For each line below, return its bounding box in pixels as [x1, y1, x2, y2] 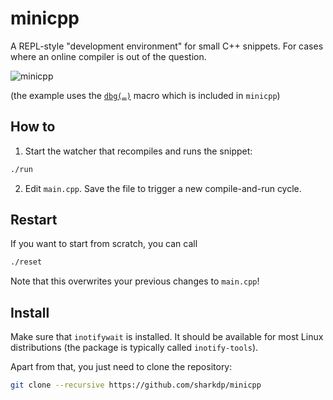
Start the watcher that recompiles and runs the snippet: [24, 145, 253, 157]
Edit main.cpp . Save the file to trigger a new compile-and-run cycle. [24, 182, 302, 194]
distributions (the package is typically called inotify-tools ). [10, 342, 259, 354]
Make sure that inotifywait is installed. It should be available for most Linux [10, 331, 324, 343]
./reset [10, 257, 43, 267]
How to [10, 118, 56, 136]
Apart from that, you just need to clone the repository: [10, 361, 233, 373]
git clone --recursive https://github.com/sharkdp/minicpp [10, 380, 262, 391]
